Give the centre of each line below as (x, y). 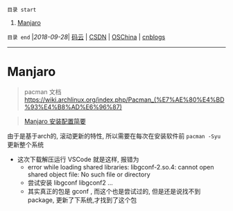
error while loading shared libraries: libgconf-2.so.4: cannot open (121, 167)
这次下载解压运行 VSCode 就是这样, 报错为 (78, 159)
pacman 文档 (43, 91)
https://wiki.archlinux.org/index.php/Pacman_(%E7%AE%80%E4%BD (124, 100)
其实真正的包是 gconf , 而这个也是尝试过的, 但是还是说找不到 (114, 191)
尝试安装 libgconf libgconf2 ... (70, 183)
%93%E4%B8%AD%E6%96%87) (73, 107)
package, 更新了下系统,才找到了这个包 (82, 200)
